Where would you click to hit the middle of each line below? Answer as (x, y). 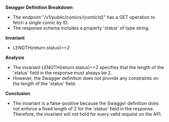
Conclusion (18, 93)
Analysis (15, 57)
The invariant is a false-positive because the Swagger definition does (86, 103)
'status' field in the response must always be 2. (62, 73)
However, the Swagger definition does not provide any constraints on (86, 78)
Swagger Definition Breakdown (39, 7)
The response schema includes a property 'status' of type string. (81, 28)
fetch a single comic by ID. (41, 23)
